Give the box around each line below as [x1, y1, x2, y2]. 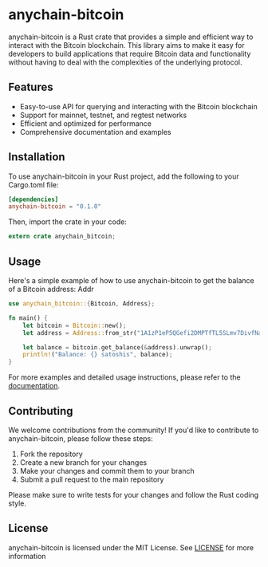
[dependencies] [8, 195, 59, 203]
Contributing [8, 404, 73, 418]
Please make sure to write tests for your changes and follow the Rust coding [8, 490, 259, 499]
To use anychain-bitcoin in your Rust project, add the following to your [8, 171, 239, 181]
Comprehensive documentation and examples [19, 127, 171, 136]
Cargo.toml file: [8, 179, 59, 189]
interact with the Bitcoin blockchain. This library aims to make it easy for [8, 40, 245, 49]
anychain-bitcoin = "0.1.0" [8, 203, 102, 211]
